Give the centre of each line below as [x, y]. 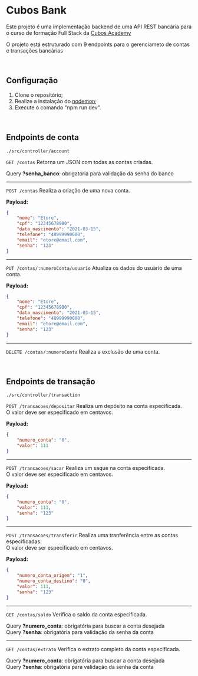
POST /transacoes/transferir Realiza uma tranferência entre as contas [92, 535]
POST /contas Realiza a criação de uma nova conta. [68, 190]
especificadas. [24, 541]
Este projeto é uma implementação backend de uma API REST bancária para [99, 27]
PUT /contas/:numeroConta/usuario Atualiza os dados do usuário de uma [94, 268]
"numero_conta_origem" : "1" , [52, 576]
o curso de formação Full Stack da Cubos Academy [69, 32]
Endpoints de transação [51, 381]
